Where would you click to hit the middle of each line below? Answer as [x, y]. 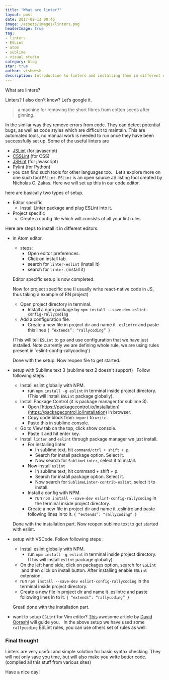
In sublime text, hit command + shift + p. [77, 471]
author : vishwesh [23, 71]
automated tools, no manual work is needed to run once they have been [80, 135]
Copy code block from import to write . [68, 417]
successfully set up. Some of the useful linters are [57, 141]
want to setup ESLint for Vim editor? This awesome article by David [82, 616]
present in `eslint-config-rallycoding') [51, 350]
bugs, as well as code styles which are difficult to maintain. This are [75, 130]
